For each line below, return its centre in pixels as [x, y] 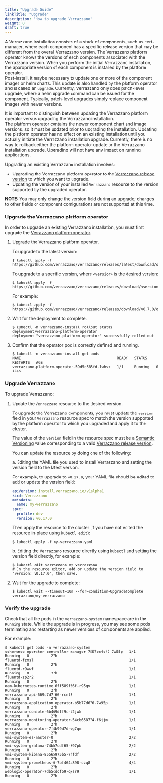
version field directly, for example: [46, 556]
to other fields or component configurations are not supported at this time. [80, 204]
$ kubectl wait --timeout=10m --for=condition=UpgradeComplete [78, 591]
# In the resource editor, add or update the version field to [78, 569]
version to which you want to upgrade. [51, 179]
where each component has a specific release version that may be [92, 47]
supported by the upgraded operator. [49, 190]
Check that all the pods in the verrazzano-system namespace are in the [76, 619]
